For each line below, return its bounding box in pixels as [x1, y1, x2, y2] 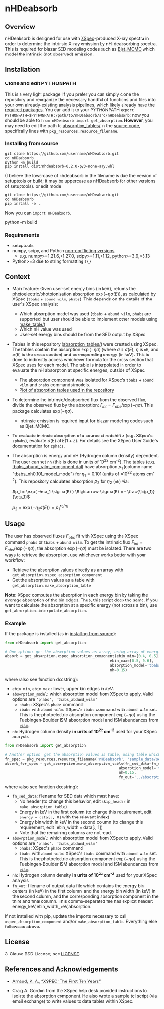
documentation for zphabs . [12, 443, 65, 449]
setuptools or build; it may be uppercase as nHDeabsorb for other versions [5, 178, 156, 184]
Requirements [5, 231, 40, 238]
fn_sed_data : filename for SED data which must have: [12, 793, 120, 799]
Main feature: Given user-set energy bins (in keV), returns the [12, 286, 136, 292]
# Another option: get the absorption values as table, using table [5, 752, 147, 757]
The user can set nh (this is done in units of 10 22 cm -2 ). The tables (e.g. [12, 458, 155, 464]
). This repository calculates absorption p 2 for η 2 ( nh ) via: [14, 478, 129, 485]
